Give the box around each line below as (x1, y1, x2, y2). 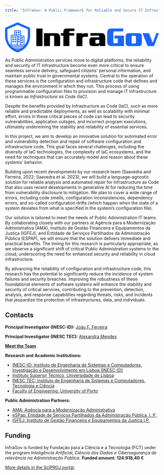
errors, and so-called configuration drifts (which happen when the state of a (5, 200, 158, 206)
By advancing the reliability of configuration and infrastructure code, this (5, 266, 151, 271)
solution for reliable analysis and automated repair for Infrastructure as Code (5, 179, 159, 185)
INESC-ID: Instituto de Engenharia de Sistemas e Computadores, (12, 362, 143, 368)
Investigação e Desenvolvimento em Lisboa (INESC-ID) (12, 367, 123, 373)
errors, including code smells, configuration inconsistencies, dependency (5, 195, 153, 201)
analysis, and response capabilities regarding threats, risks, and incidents (5, 292, 153, 298)
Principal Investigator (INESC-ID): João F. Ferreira (5, 324, 107, 330)
